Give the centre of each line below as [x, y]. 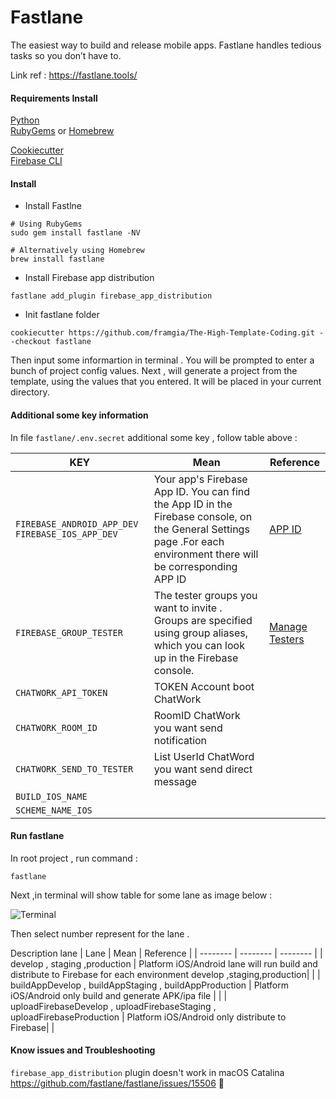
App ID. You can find [202, 491]
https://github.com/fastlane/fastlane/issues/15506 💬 [117, 1083]
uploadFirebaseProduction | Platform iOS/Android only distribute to [148, 1017]
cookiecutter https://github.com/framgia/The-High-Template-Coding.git [162, 333]
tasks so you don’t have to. [66, 55]
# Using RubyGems [46, 224]
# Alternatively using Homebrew [77, 251]
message [175, 781]
